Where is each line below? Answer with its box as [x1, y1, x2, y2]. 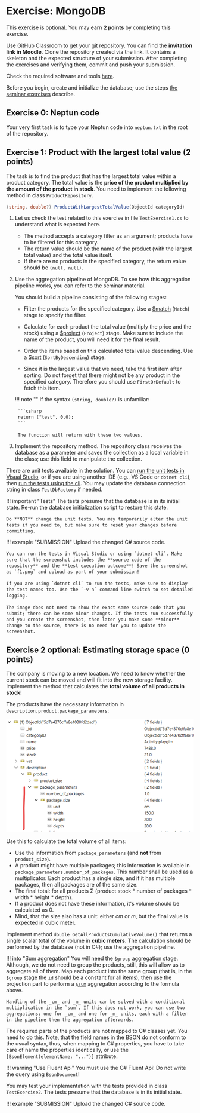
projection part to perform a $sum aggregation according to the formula [6, 980, 180, 987]
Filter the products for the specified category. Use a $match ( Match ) [23, 305, 190, 312]
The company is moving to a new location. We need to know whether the [6, 670, 185, 677]
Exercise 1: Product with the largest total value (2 [6, 148, 191, 158]
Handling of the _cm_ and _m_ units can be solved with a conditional [6, 999, 185, 1005]
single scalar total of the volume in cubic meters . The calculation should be [6, 937, 192, 944]
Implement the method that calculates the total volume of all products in [6, 683, 185, 690]
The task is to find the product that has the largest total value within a [6, 172, 176, 180]
